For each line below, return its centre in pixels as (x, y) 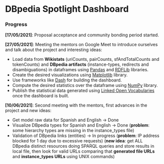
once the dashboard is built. (41, 96)
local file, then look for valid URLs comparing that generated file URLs (83, 151)
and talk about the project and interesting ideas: (54, 50)
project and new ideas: (28, 110)
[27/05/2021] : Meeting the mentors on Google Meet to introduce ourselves (82, 45)
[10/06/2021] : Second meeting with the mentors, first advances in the (76, 105)
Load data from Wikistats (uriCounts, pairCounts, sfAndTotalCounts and (86, 59)
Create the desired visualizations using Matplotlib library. (70, 75)
